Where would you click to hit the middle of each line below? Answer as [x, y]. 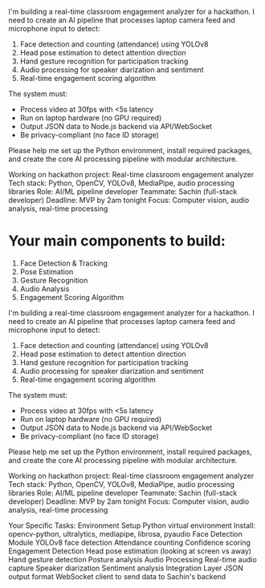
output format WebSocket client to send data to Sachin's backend [117, 576]
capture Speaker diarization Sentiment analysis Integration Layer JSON [126, 568]
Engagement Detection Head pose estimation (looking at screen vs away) [130, 551]
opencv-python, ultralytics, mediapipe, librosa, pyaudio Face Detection [126, 533]
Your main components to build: [117, 241]
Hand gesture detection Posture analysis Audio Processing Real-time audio [132, 559]
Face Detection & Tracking [64, 263]
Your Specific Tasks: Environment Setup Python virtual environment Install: [132, 525]
